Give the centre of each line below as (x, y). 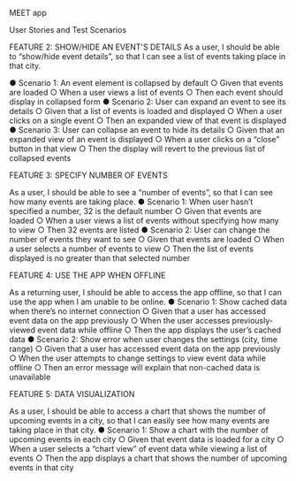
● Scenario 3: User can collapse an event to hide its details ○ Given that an (147, 130)
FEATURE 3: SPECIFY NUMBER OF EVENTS (88, 175)
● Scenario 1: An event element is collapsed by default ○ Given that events (147, 83)
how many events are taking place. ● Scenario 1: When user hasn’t (131, 202)
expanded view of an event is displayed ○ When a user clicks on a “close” (144, 139)
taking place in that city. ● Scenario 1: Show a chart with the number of (139, 430)
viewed (23, 330)
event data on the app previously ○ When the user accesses (120, 321)
